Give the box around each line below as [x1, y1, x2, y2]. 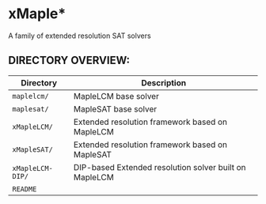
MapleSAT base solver [73, 104, 157, 115]
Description [141, 77, 187, 88]
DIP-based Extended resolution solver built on [73, 161, 246, 172]
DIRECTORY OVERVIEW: [8, 54, 131, 67]
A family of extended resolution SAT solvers [8, 31, 152, 40]
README [12, 184, 37, 194]
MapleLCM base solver [73, 90, 160, 101]
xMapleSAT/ [12, 145, 53, 154]
